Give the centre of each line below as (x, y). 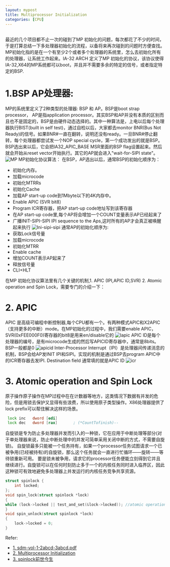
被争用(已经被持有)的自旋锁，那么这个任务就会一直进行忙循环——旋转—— (82, 452)
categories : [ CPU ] (25, 19)
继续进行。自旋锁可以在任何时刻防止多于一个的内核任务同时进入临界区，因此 (85, 465)
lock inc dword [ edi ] (32, 418)
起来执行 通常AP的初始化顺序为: (60, 227)
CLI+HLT (22, 270)
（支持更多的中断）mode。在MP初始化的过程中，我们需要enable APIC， (80, 328)
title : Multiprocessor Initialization (46, 15)
